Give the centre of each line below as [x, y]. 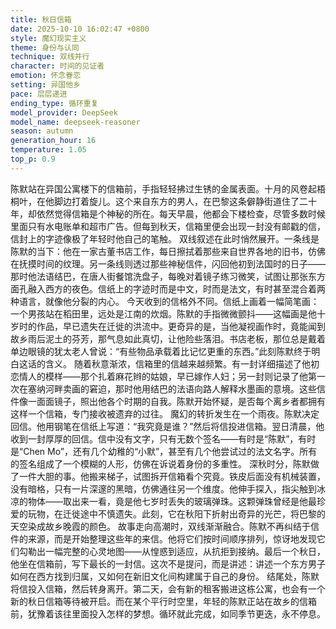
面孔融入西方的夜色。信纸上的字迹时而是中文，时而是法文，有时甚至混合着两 [168, 288]
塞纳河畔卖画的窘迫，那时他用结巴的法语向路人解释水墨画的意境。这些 [172, 388]
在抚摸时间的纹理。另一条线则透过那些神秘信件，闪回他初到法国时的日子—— [168, 263]
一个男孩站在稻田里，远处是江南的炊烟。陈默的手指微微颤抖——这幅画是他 [163, 313]
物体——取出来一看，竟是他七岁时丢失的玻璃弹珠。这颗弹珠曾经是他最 [172, 501]
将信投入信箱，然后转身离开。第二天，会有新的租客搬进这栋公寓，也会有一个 [168, 588]
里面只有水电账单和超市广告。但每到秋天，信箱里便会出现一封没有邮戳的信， [168, 226]
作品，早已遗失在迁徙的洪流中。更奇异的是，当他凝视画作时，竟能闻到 [181, 326]
